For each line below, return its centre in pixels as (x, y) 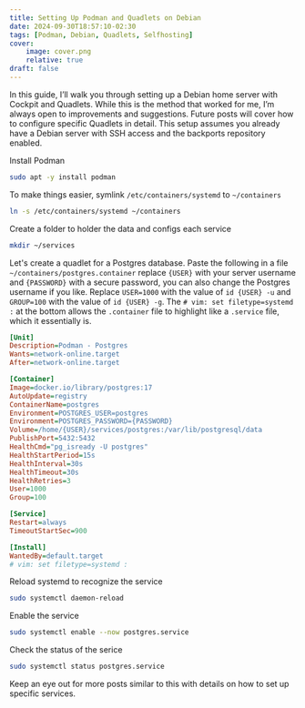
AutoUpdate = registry (49, 396)
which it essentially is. (51, 320)
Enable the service (45, 616)
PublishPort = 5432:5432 (52, 439)
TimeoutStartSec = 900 (49, 531)
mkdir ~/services (42, 245)
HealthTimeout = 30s (44, 472)
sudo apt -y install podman (63, 177)
